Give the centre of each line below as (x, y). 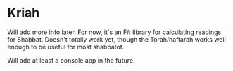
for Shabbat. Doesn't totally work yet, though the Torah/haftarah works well (117, 39)
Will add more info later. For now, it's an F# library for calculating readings (114, 32)
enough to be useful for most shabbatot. (66, 47)
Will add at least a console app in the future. (71, 60)
